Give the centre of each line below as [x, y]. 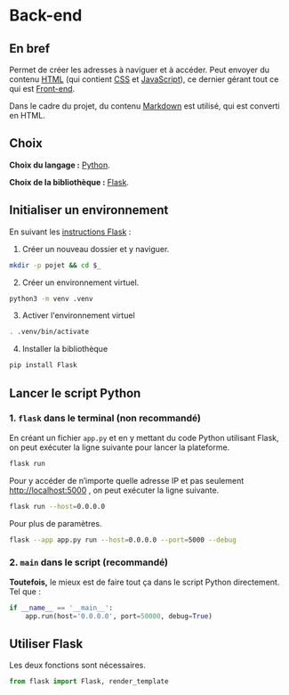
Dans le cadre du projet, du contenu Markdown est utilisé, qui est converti [144, 106]
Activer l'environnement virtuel [78, 315]
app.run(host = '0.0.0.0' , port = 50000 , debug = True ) [119, 616]
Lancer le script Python [75, 393]
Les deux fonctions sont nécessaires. [78, 666]
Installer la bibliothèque [65, 349]
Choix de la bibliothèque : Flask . [69, 182]
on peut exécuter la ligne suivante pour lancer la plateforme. [120, 447]
